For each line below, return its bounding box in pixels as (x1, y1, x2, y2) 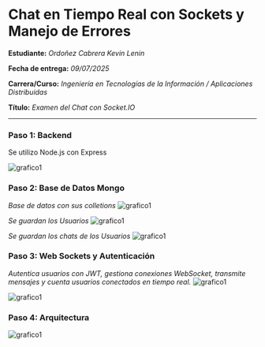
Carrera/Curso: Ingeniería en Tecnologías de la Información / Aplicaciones (8, 79, 253, 88)
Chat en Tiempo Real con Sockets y (8, 6, 244, 24)
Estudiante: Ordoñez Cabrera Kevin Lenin (8, 48, 145, 58)
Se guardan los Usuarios (8, 215, 89, 226)
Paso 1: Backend (8, 129, 73, 140)
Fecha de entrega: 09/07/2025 (8, 63, 110, 73)
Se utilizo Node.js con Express (8, 147, 107, 157)
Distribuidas (8, 87, 48, 96)
